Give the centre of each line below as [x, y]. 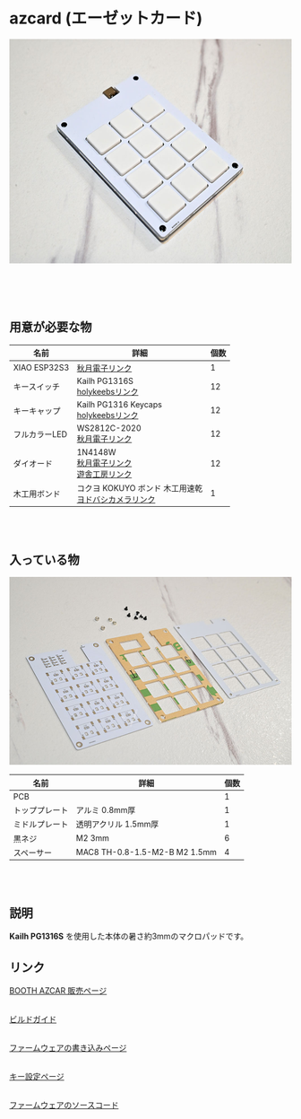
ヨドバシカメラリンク [116, 499]
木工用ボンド [37, 494]
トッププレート [41, 810]
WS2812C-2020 [109, 428]
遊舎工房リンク [104, 474]
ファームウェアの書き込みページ [68, 1048]
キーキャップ [37, 410]
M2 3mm [93, 838]
